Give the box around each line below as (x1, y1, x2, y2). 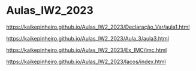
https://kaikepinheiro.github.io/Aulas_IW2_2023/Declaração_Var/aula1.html (6, 23, 190, 30)
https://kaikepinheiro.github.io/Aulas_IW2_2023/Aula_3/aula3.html (6, 35, 169, 42)
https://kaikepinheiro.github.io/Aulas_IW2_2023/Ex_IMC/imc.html (6, 46, 167, 54)
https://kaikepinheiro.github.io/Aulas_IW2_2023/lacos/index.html (6, 58, 166, 65)
